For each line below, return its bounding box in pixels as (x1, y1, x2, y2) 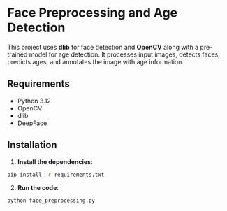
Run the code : (17, 184, 59, 192)
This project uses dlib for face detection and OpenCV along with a (7, 43, 199, 51)
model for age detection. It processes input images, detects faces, (29, 50, 220, 59)
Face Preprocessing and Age (7, 5, 178, 21)
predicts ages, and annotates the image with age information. (7, 57, 184, 66)
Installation (7, 139, 57, 151)
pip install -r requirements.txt (7, 171, 105, 178)
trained (7, 50, 28, 59)
